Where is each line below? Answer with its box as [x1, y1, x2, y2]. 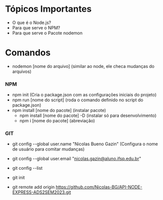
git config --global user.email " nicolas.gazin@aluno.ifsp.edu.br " [12, 156, 141, 162]
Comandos [5, 47, 51, 58]
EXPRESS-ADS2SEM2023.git [12, 189, 71, 195]
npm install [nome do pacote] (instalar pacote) [12, 108, 107, 113]
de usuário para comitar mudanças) [12, 146, 85, 152]
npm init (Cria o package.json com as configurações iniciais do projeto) [12, 92, 157, 98]
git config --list [12, 165, 43, 171]
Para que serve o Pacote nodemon [12, 30, 82, 36]
